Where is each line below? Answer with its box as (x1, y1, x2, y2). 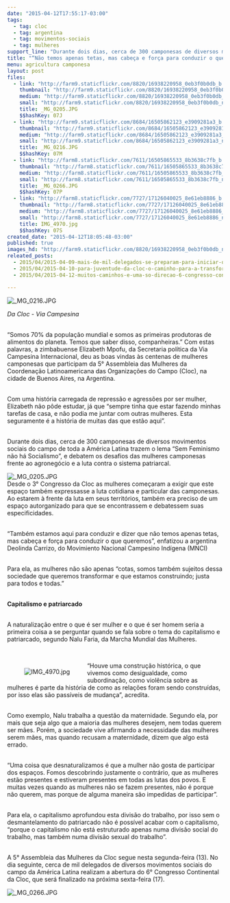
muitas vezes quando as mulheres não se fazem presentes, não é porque (7, 783, 214, 791)
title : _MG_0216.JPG (19, 144, 78, 151)
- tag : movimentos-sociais (13, 36, 90, 43)
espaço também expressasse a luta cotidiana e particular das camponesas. (7, 486, 220, 495)
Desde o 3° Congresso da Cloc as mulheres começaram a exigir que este (7, 480, 214, 488)
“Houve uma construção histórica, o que (86, 661, 201, 670)
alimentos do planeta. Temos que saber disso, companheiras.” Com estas (7, 338, 214, 346)
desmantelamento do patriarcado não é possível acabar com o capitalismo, (7, 818, 220, 826)
